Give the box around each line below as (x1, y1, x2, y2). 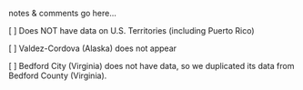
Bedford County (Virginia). (8, 70, 107, 81)
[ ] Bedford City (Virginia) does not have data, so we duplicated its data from (8, 61, 295, 71)
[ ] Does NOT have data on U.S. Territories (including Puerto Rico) (8, 25, 256, 35)
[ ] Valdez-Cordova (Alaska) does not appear (8, 43, 177, 54)
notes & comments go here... (8, 8, 117, 18)
